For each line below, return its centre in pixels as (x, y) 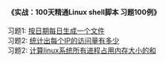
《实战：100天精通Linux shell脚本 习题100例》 (84, 12)
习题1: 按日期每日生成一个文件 (56, 31)
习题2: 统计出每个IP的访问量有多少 (63, 41)
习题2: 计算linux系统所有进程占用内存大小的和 (82, 50)
